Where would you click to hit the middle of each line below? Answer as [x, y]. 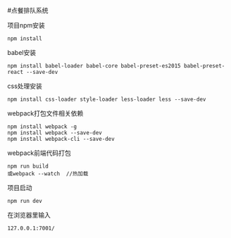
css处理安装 [25, 86]
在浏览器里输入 [29, 215]
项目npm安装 [26, 25]
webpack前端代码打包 [39, 153]
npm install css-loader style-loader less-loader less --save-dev [107, 99]
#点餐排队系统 [28, 10]
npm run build [28, 166]
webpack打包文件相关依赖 [45, 113]
